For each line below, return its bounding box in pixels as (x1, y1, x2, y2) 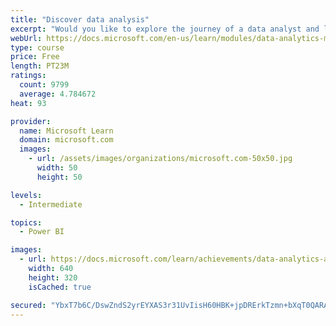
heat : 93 (10, 98, 47, 108)
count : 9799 (19, 80, 70, 90)
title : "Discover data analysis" (10, 14, 150, 25)
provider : (10, 116, 52, 126)
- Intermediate (19, 199, 83, 210)
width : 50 (36, 163, 78, 173)
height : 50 (36, 172, 83, 182)
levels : (10, 190, 43, 200)
